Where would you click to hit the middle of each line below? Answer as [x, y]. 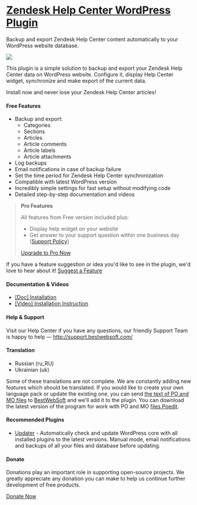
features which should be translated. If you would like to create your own [95, 387]
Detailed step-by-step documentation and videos [75, 194]
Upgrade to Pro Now [46, 253]
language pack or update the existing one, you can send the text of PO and [98, 394]
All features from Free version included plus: [75, 217]
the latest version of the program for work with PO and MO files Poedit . [93, 406]
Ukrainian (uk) [32, 369]
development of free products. [43, 485]
